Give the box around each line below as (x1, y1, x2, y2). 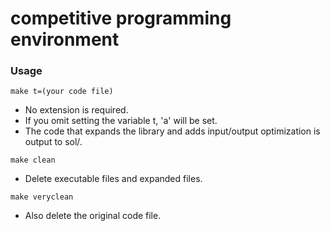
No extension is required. (24, 104, 129, 116)
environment (10, 28, 120, 51)
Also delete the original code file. (24, 210, 162, 222)
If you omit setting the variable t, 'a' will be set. (24, 115, 218, 127)
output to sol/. (24, 136, 83, 148)
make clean (10, 155, 56, 166)
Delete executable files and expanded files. (24, 173, 203, 185)
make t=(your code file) (10, 87, 114, 97)
